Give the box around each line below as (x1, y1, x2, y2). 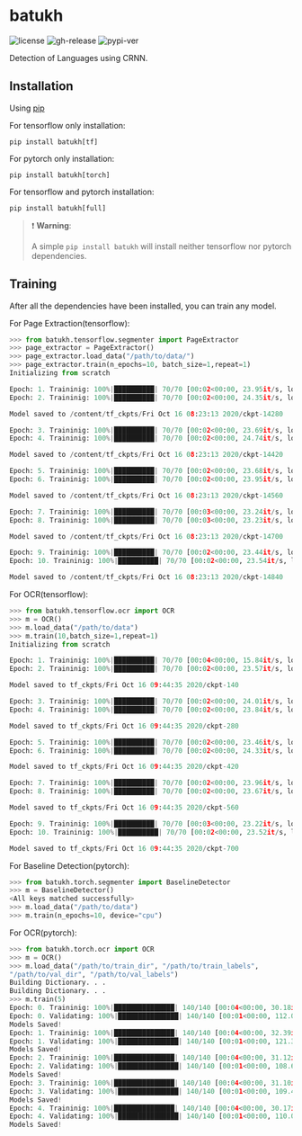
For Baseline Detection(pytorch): (9, 860, 130, 871)
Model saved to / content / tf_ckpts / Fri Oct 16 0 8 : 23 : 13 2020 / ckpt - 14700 (9, 532, 284, 541)
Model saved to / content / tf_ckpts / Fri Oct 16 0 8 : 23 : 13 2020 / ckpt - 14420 (9, 451, 284, 460)
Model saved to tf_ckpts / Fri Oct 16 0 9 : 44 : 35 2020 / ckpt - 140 (9, 681, 240, 690)
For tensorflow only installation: (9, 120, 126, 130)
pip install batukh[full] (9, 203, 106, 212)
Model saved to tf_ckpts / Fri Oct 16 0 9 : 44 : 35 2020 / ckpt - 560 (9, 803, 240, 812)
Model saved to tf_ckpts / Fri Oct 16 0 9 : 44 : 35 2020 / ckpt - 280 (9, 721, 240, 730)
